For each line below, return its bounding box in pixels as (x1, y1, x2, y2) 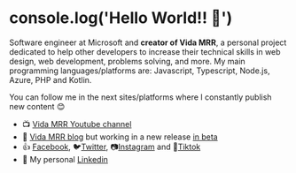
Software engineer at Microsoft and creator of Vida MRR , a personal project (9, 37, 287, 48)
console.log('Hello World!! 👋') (9, 8, 233, 28)
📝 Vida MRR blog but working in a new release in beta (21, 132, 219, 142)
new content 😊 (9, 101, 66, 111)
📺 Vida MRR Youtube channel (21, 118, 132, 129)
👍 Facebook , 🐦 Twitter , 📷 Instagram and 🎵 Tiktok (21, 141, 201, 152)
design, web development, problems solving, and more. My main (9, 56, 245, 66)
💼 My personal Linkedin (21, 154, 109, 164)
